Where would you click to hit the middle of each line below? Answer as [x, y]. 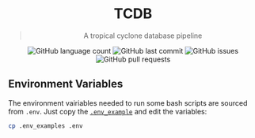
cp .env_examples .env [46, 126]
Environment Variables [66, 84]
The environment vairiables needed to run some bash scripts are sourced [128, 103]
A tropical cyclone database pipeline [143, 35]
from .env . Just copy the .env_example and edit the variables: [108, 111]
